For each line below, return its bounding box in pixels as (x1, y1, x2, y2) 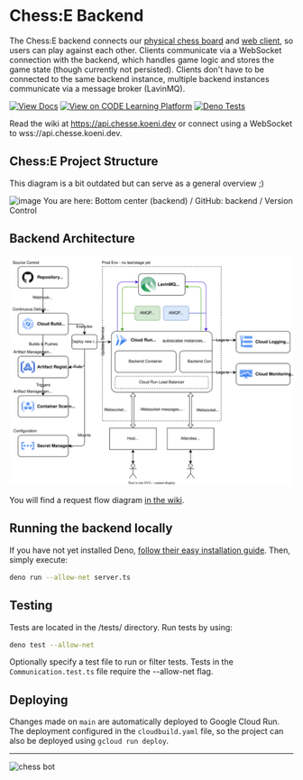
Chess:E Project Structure (9, 154, 159, 170)
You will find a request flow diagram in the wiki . (9, 495, 185, 506)
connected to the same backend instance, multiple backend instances (9, 73, 270, 84)
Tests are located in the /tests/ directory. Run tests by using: (9, 621, 233, 632)
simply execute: (9, 554, 69, 564)
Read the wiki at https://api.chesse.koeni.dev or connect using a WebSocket (9, 118, 293, 129)
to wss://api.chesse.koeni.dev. (9, 127, 123, 138)
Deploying (9, 692, 69, 708)
